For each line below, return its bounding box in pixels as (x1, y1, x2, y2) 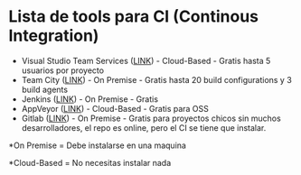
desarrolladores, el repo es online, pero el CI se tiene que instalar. (21, 122, 267, 133)
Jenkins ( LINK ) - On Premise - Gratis (21, 93, 159, 105)
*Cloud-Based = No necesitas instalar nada (8, 157, 172, 168)
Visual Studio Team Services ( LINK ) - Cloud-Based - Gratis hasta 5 (21, 55, 271, 66)
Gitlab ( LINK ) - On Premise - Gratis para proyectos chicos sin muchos (21, 113, 281, 124)
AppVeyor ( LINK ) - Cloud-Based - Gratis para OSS (21, 103, 210, 114)
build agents (21, 84, 69, 95)
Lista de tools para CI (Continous (8, 6, 259, 27)
